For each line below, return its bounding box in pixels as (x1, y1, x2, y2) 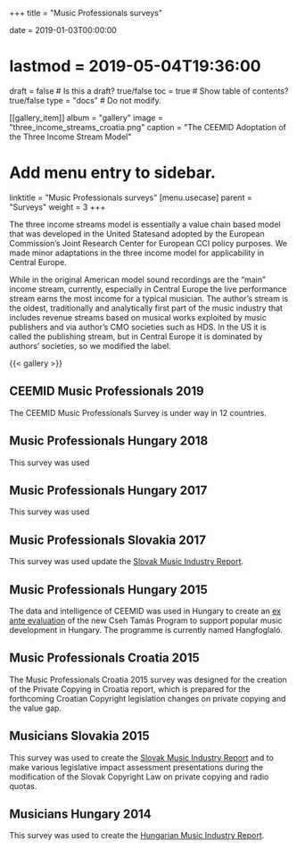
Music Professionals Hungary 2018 (9, 433, 209, 449)
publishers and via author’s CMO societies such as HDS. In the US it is (9, 321, 267, 332)
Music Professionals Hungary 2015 (9, 582, 208, 597)
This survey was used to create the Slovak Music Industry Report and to (9, 752, 274, 762)
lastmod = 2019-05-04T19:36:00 (9, 56, 261, 77)
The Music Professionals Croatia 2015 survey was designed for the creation (9, 674, 287, 685)
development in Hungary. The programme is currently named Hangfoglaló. (9, 624, 284, 635)
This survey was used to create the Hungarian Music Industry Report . (9, 830, 265, 841)
